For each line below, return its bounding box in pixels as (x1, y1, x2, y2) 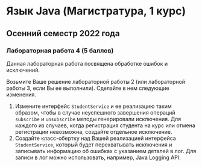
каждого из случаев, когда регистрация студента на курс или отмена (14, 122, 196, 129)
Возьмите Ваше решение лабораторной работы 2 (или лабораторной (6, 78, 186, 85)
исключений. (6, 66, 40, 74)
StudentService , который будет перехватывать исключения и (14, 140, 172, 148)
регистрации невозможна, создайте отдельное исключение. (14, 128, 173, 135)
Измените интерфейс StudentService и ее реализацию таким (14, 102, 172, 110)
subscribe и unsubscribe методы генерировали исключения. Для (14, 115, 181, 122)
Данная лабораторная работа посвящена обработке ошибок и (6, 60, 168, 67)
